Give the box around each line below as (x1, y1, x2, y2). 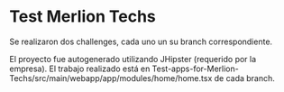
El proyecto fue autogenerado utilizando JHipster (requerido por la (9, 53, 257, 64)
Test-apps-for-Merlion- (151, 63, 239, 74)
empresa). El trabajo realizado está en (9, 63, 151, 74)
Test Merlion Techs (9, 6, 156, 27)
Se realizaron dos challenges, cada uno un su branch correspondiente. (9, 36, 273, 47)
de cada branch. (214, 72, 275, 83)
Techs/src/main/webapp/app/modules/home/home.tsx (9, 72, 213, 83)
